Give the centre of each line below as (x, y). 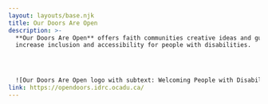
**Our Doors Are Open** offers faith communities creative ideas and (133, 38)
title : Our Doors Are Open (53, 23)
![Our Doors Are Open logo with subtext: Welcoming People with (124, 80)
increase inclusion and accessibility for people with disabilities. (133, 45)
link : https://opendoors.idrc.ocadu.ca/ (77, 88)
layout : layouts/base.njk (51, 15)
